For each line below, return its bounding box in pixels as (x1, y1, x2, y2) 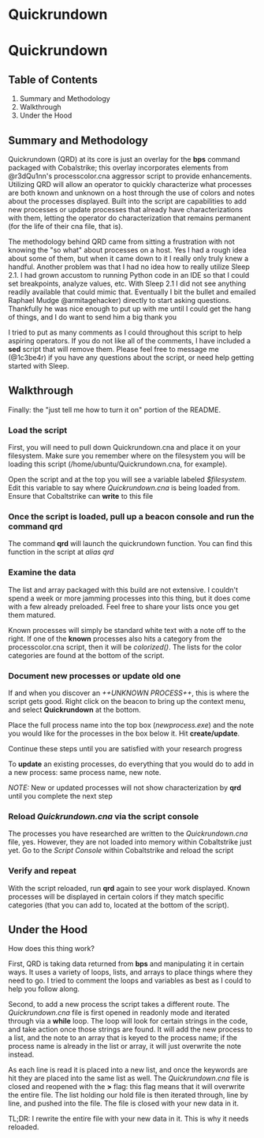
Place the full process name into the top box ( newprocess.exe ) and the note (8, 721, 255, 729)
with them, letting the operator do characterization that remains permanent (8, 213, 251, 223)
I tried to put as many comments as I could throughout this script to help (8, 328, 243, 337)
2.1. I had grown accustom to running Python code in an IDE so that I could (8, 271, 250, 279)
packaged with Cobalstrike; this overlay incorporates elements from (8, 163, 229, 172)
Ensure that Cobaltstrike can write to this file (8, 492, 154, 501)
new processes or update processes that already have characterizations (8, 205, 243, 214)
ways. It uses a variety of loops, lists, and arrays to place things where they (8, 968, 253, 977)
